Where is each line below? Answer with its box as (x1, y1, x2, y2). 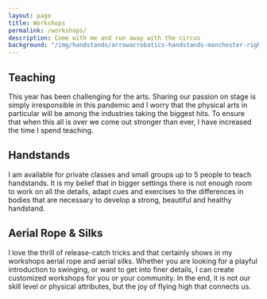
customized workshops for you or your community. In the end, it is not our (8, 273, 251, 282)
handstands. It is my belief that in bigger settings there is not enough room (8, 178, 253, 188)
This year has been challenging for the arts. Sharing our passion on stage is (8, 91, 257, 101)
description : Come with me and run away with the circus (8, 33, 201, 42)
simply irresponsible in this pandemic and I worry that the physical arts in (8, 100, 248, 110)
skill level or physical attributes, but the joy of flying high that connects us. (8, 282, 252, 291)
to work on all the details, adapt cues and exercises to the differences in (8, 186, 244, 196)
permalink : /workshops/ (8, 26, 87, 34)
